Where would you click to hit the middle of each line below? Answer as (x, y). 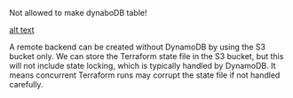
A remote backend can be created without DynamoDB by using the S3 (138, 47)
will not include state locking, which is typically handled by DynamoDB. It (143, 66)
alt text (22, 30)
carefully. (26, 84)
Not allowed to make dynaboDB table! (78, 13)
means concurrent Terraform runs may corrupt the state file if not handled (145, 75)
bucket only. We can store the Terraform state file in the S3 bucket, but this (146, 56)
